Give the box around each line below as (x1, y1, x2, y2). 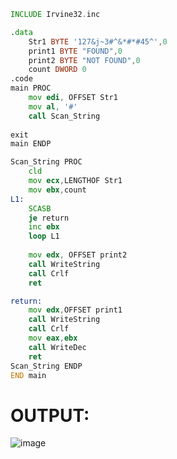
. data (10, 27, 33, 37)
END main (10, 370, 47, 380)
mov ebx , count (28, 185, 87, 195)
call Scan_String (28, 111, 101, 121)
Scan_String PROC (10, 157, 83, 167)
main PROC (10, 83, 52, 94)
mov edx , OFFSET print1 (28, 305, 123, 315)
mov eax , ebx (28, 333, 78, 343)
